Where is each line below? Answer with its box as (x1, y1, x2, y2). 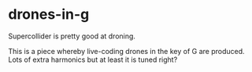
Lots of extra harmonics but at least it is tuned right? (8, 55, 178, 64)
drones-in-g (8, 5, 90, 23)
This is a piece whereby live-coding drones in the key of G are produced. (8, 46, 246, 56)
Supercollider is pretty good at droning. (8, 31, 136, 41)
